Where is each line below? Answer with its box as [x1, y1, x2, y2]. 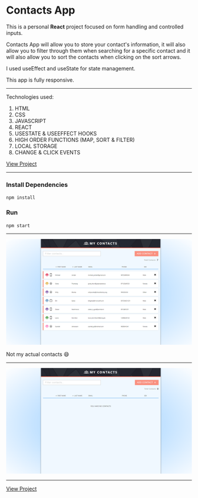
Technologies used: [6, 93, 54, 101]
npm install [6, 195, 35, 201]
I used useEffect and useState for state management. [6, 64, 136, 72]
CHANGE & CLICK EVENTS [14, 148, 81, 156]
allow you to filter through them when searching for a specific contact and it [6, 47, 190, 54]
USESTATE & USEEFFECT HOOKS [14, 130, 97, 137]
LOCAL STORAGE [14, 143, 58, 150]
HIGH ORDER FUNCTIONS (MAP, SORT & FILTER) [14, 136, 135, 143]
